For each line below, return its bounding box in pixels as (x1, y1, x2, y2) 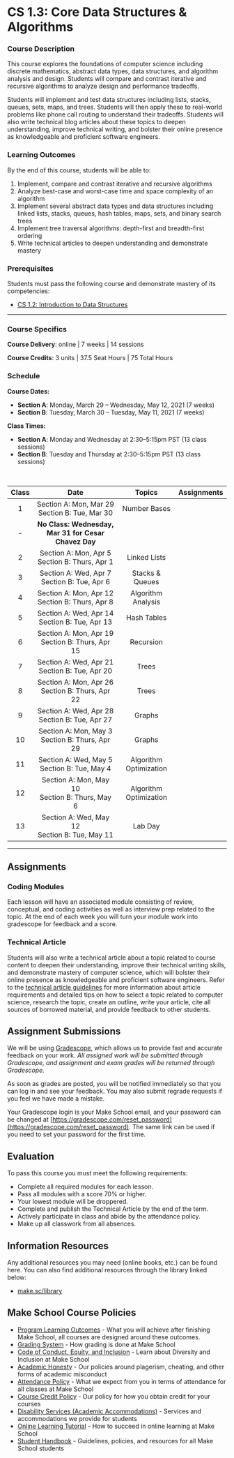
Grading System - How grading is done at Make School (17, 1340, 175, 1348)
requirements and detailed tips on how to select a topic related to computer (7, 990, 224, 999)
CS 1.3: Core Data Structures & (7, 4, 187, 20)
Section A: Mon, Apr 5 (39, 548, 111, 558)
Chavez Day (55, 537, 96, 546)
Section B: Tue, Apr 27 (38, 715, 113, 724)
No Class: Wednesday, (37, 519, 114, 529)
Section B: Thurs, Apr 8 (37, 597, 114, 607)
